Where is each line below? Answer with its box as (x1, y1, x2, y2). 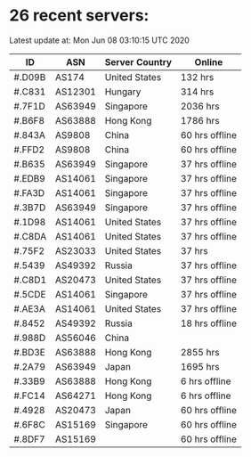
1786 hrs (180, 114, 220, 126)
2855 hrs (180, 346, 220, 358)
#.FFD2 (13, 143, 45, 156)
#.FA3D (13, 186, 45, 199)
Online (194, 55, 223, 68)
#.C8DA (13, 230, 47, 242)
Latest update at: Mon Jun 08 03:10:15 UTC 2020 (9, 35, 190, 45)
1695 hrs (180, 360, 220, 372)
